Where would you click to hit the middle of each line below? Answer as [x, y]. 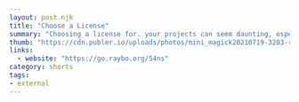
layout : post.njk [41, 17]
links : [21, 51]
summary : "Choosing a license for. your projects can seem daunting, [141, 34]
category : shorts [41, 67]
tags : [19, 75]
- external [29, 83]
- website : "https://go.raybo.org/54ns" [93, 59]
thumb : [21, 42]
